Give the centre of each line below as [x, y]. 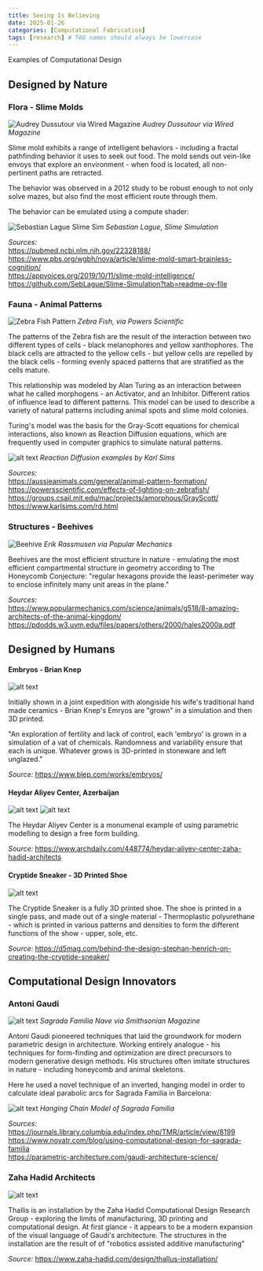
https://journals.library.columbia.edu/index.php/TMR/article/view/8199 [122, 1132]
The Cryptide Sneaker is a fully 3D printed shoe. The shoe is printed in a [125, 908]
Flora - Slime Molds [46, 107]
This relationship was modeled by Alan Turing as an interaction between [125, 386]
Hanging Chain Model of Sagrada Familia [107, 1108]
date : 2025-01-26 [37, 23]
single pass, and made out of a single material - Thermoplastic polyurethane [131, 916]
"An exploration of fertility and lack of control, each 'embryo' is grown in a [128, 734]
